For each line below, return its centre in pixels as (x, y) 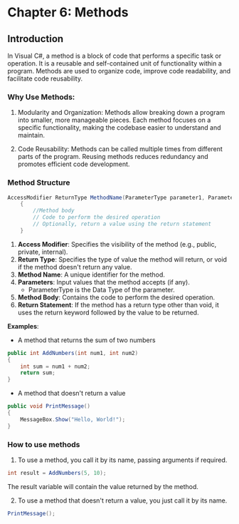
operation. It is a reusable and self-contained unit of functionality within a (115, 63)
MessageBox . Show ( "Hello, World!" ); (73, 419)
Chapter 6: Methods (68, 12)
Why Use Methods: (41, 97)
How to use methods (44, 444)
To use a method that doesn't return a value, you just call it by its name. (122, 500)
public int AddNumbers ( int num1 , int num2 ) (73, 353)
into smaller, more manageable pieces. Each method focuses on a (114, 120)
